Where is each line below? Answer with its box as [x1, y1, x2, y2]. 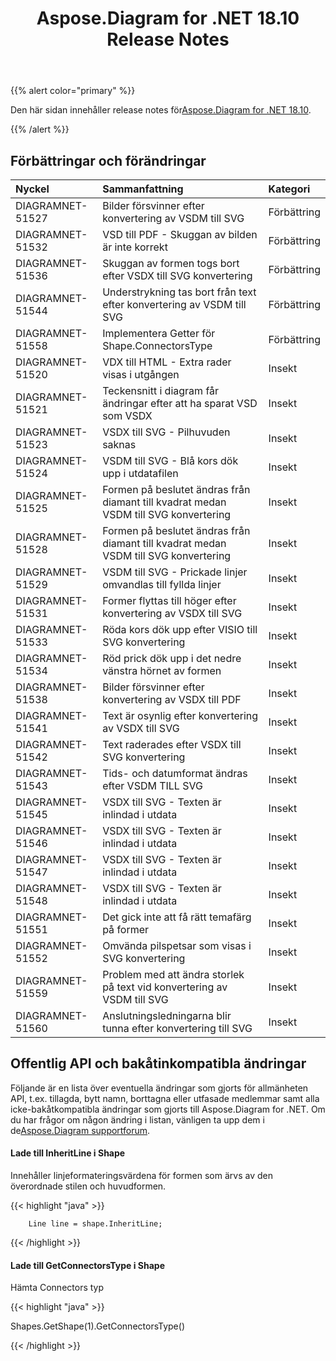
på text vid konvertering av [102, 980, 228, 994]
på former [102, 923, 150, 936]
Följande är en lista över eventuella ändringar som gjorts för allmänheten [10, 1082, 309, 1094]
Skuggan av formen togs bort [102, 257, 240, 270]
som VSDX [102, 409, 153, 422]
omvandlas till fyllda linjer [102, 578, 222, 591]
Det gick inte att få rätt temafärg [102, 910, 252, 924]
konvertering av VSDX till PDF [102, 693, 242, 706]
